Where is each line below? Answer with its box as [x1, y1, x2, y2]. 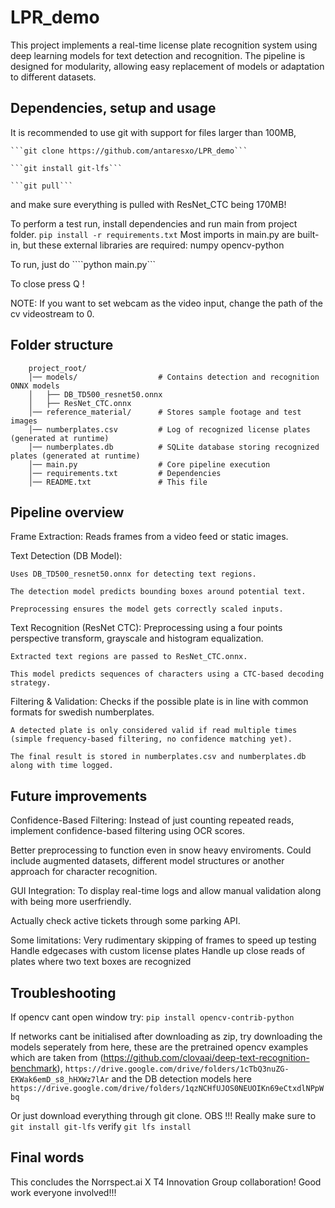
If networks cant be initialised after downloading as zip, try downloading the [10, 1031, 323, 1042]
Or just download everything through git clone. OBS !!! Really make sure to [10, 1110, 317, 1121]
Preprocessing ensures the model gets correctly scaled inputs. [10, 604, 284, 615]
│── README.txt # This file [28, 477, 208, 487]
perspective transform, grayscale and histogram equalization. [10, 632, 264, 645]
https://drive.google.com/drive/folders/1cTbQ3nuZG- [64, 1064, 290, 1074]
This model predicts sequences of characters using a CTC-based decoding [10, 669, 325, 680]
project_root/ [28, 363, 87, 373]
